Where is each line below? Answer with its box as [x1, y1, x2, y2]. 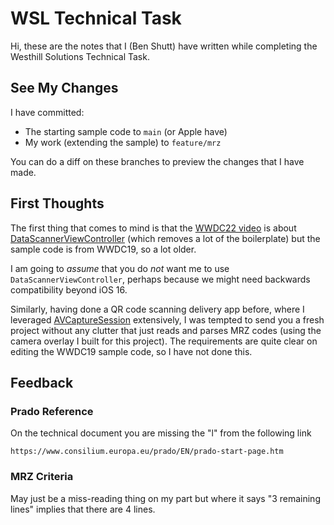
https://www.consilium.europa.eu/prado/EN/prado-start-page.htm [10, 447, 284, 457]
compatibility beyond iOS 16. [10, 283, 128, 296]
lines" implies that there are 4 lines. [10, 503, 156, 515]
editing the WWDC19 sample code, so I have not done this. [10, 345, 253, 357]
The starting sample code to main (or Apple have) [24, 125, 228, 137]
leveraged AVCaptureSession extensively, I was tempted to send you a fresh [10, 313, 325, 326]
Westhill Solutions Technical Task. [10, 50, 150, 62]
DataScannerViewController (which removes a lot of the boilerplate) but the [10, 232, 321, 244]
